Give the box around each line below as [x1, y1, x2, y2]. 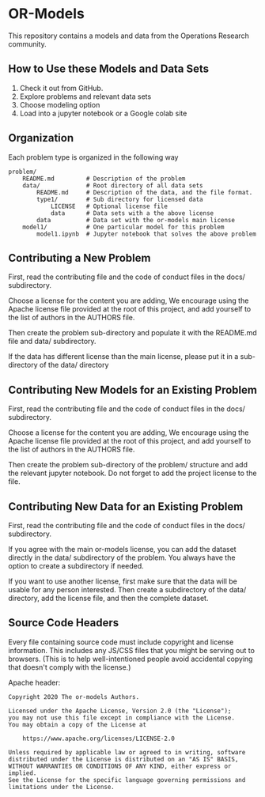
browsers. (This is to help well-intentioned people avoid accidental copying [8, 654, 253, 663]
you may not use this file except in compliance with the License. [8, 713, 236, 722]
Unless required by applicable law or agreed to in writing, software [8, 748, 246, 756]
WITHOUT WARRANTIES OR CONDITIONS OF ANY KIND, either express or [8, 762, 232, 770]
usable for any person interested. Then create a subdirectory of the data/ [8, 585, 247, 594]
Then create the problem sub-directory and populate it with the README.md [8, 328, 257, 338]
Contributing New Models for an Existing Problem [8, 383, 257, 396]
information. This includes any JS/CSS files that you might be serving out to [8, 645, 256, 655]
